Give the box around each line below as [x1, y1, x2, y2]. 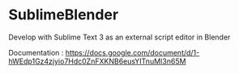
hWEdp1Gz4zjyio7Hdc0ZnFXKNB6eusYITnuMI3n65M [8, 56, 186, 66]
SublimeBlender [8, 6, 119, 24]
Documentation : [8, 47, 64, 57]
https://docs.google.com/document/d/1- [65, 47, 200, 57]
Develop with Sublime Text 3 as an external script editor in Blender [8, 32, 231, 42]
